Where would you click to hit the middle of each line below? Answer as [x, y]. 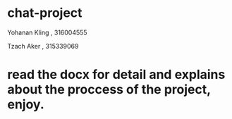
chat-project [45, 13]
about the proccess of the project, [109, 90]
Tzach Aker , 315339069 [43, 46]
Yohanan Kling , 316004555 [47, 32]
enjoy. [26, 105]
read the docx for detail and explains [116, 75]
